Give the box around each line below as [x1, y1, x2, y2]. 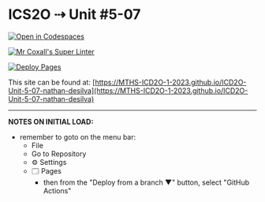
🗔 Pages [31, 166, 62, 175]
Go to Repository [31, 148, 87, 159]
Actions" [43, 185, 72, 195]
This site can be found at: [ [8, 77, 95, 87]
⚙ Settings [31, 157, 67, 166]
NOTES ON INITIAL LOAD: [8, 117, 94, 126]
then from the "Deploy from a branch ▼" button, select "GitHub [43, 178, 250, 187]
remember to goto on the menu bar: [19, 132, 136, 141]
